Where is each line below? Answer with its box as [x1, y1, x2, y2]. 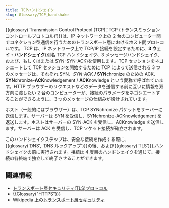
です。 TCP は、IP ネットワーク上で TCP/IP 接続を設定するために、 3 [9, 45, 151, 51]
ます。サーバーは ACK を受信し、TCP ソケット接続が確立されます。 [5, 125, 145, 131]
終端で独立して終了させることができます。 [18, 155, 107, 161]
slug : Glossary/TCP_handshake [5, 12, 69, 17]
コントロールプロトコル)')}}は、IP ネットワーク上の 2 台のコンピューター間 [5, 33, 161, 39]
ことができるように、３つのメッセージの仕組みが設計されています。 [9, 96, 150, 102]
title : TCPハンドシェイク [5, 7, 54, 13]
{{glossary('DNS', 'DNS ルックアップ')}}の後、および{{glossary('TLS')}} [5, 142, 154, 149]
